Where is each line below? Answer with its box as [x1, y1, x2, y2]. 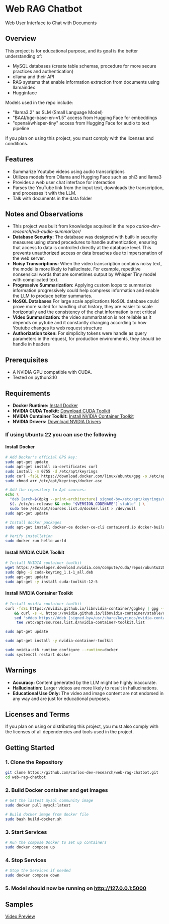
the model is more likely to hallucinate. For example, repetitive [12, 266, 141, 272]
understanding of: [5, 53, 43, 59]
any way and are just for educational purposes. [12, 696, 111, 702]
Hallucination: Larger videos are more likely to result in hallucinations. [12, 684, 158, 691]
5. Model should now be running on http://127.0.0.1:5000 [5, 885, 147, 892]
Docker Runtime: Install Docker [12, 402, 78, 409]
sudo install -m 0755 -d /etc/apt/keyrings [5, 469, 98, 474]
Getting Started [5, 743, 55, 752]
